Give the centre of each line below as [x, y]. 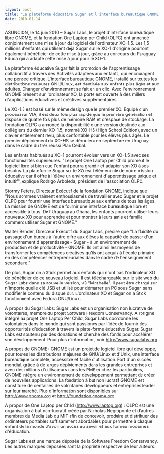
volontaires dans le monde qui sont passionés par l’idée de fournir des [76, 324]
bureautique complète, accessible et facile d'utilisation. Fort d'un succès [78, 360]
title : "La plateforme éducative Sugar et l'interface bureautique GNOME [82, 14]
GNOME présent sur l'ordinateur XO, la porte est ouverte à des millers [75, 94]
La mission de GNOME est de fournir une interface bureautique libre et [76, 206]
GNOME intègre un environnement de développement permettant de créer [80, 375]
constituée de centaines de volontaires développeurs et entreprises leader [80, 386]
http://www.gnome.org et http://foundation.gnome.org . [60, 396]
